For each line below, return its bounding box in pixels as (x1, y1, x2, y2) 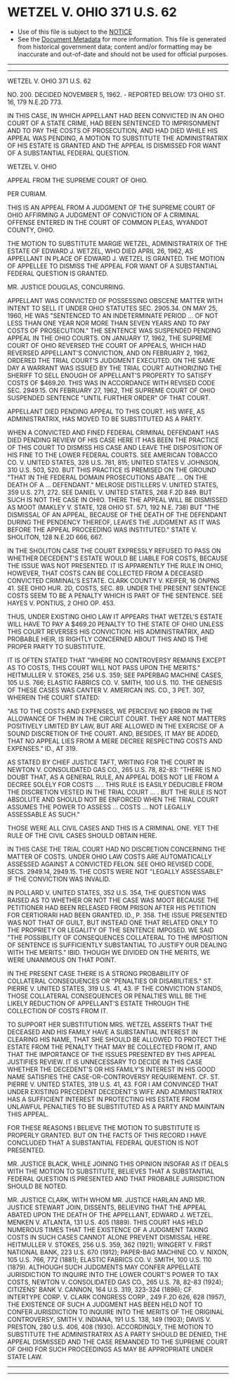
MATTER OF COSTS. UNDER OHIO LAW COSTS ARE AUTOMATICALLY (7, 852, 213, 861)
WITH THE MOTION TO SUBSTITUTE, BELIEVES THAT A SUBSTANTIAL (7, 1167, 215, 1175)
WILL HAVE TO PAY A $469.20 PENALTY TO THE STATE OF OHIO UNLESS (7, 619, 223, 628)
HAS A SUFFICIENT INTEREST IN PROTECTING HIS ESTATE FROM (7, 1095, 200, 1103)
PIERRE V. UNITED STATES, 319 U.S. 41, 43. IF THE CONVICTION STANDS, (7, 984, 223, 992)
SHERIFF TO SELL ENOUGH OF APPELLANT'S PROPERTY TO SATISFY (7, 371, 212, 380)
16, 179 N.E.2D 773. (7, 98, 63, 106)
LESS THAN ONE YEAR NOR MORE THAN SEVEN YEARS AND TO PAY (7, 319, 211, 327)
